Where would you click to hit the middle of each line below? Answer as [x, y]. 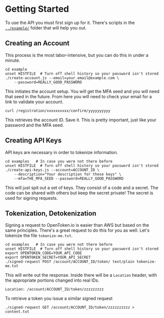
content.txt [17, 312]
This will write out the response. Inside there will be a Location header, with [81, 275]
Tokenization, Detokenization [51, 213]
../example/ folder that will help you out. [46, 27]
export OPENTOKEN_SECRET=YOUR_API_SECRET [48, 258]
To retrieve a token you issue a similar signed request [59, 298]
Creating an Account [37, 43]
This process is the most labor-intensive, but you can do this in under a [77, 55]
